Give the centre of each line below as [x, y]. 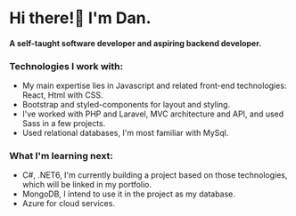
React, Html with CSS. [62, 95]
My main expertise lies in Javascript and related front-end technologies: [154, 86]
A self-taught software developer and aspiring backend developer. [136, 43]
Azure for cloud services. [69, 204]
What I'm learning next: [61, 156]
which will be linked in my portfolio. [87, 185]
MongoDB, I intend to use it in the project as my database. [129, 194]
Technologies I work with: [66, 66]
